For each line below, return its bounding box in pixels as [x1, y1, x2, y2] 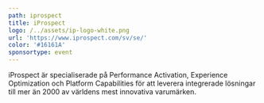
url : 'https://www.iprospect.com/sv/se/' [8, 33, 148, 42]
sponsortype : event [8, 48, 73, 56]
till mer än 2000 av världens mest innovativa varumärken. [8, 87, 196, 96]
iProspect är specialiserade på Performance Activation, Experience [8, 71, 228, 79]
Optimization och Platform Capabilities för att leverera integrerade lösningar [8, 78, 256, 88]
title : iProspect [8, 19, 66, 27]
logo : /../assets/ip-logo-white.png [8, 26, 130, 34]
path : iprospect [8, 11, 62, 20]
